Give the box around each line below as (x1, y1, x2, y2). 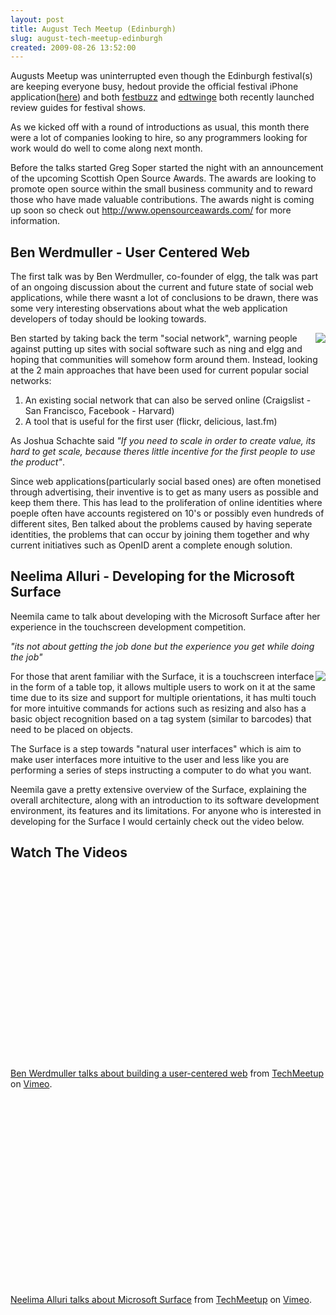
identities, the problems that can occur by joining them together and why (10, 529, 310, 541)
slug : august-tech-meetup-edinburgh (10, 33, 163, 43)
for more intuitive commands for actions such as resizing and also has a (10, 702, 307, 714)
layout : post (10, 14, 65, 25)
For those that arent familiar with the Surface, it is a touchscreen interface (10, 670, 315, 682)
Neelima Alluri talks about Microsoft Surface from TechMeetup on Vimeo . (10, 1293, 312, 1305)
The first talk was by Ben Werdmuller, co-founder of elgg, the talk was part (10, 271, 319, 283)
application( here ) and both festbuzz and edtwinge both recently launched (10, 91, 315, 103)
